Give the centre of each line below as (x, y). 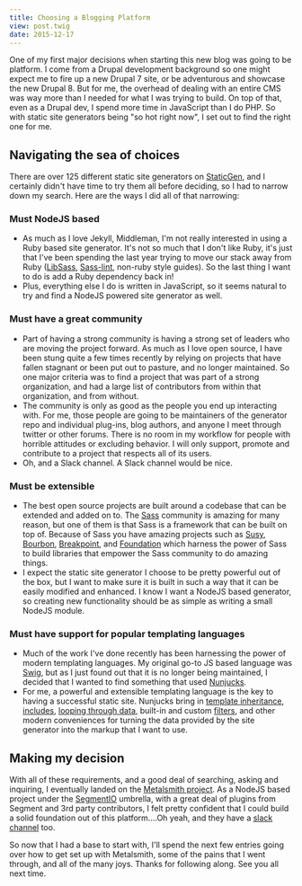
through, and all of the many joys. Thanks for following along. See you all (144, 864)
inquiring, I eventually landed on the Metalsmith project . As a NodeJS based (150, 789)
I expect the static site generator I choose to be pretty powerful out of (151, 572)
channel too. (32, 828)
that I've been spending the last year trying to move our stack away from (157, 258)
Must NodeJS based (55, 219)
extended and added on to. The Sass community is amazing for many (151, 515)
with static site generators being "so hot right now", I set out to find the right (150, 117)
